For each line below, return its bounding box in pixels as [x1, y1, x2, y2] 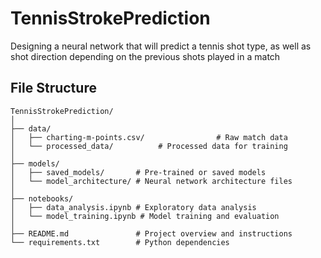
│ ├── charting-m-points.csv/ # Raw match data [10, 132, 288, 142]
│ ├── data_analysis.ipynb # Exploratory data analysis [10, 202, 257, 212]
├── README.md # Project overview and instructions [10, 228, 293, 239]
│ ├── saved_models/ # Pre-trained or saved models [10, 167, 267, 177]
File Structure [10, 80, 97, 97]
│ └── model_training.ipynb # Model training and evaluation [10, 211, 280, 221]
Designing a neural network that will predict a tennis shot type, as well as [10, 40, 312, 52]
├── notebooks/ [10, 193, 74, 204]
